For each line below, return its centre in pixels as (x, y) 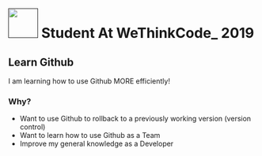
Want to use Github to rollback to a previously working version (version (135, 119)
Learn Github (41, 62)
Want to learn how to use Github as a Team (90, 136)
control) (32, 127)
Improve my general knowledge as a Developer (97, 144)
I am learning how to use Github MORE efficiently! (89, 81)
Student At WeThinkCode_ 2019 (148, 33)
